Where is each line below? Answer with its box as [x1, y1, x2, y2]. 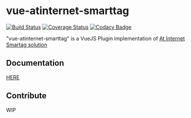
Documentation [6, 58, 65, 68]
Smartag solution [6, 41, 48, 48]
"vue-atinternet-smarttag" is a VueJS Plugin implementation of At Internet [6, 35, 185, 42]
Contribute [6, 91, 47, 101]
